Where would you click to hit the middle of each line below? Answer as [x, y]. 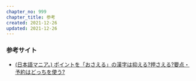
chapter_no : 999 [26, 12]
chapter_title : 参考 [31, 17]
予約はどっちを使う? [40, 71]
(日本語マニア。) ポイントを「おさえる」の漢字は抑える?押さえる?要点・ [102, 64]
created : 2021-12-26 [32, 23]
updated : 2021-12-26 [32, 28]
